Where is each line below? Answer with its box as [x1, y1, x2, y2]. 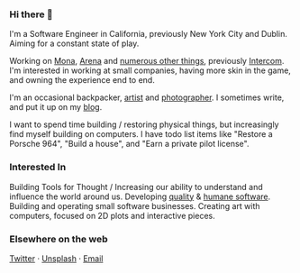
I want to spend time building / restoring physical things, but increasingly [9, 119, 279, 130]
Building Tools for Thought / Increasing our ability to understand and [9, 181, 263, 192]
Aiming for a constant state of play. [9, 38, 140, 49]
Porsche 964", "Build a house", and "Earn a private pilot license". [9, 139, 250, 150]
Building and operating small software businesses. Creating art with [9, 200, 260, 211]
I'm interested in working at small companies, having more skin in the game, [9, 65, 291, 76]
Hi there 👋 [9, 8, 54, 21]
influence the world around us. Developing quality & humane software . [9, 191, 271, 202]
